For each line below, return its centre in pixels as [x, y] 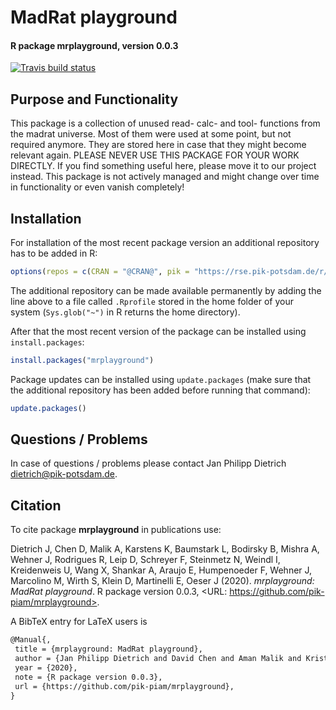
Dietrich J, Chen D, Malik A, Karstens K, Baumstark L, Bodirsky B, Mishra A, [165, 549]
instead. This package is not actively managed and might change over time [165, 177]
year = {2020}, [46, 667]
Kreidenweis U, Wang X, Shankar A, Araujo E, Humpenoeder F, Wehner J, [161, 570]
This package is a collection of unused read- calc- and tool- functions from [165, 123]
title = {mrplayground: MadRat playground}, [108, 649]
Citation [36, 505]
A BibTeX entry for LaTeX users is [79, 622]
